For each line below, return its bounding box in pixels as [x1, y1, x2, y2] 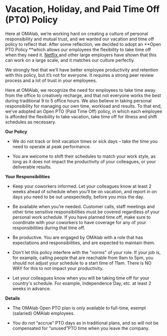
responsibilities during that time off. [12, 225, 86, 231]
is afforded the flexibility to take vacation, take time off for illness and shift [5, 113, 157, 119]
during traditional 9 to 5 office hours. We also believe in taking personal [5, 97, 152, 103]
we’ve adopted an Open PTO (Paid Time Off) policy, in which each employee [5, 108, 163, 114]
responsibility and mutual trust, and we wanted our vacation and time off [5, 36, 155, 42]
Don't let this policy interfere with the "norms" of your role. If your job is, [12, 249, 161, 255]
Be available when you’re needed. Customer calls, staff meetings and [12, 203, 155, 209]
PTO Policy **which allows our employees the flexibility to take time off [5, 46, 151, 52]
